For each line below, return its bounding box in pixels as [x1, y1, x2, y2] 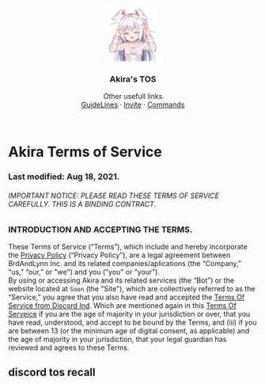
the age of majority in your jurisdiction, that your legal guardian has [8, 334, 227, 344]
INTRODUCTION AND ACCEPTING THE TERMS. [8, 224, 193, 235]
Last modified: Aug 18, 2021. [8, 171, 120, 182]
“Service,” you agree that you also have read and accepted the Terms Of [8, 292, 245, 302]
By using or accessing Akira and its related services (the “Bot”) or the [8, 276, 235, 285]
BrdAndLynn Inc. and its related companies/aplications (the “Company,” [8, 258, 242, 268]
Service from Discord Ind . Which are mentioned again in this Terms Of [8, 300, 237, 310]
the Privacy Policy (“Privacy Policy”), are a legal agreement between [8, 250, 231, 260]
